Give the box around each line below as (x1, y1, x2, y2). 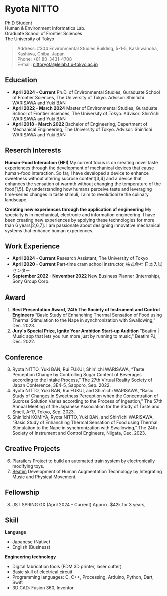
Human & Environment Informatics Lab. (5, 25, 86, 31)
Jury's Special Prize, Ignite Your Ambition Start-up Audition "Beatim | (12, 328, 159, 334)
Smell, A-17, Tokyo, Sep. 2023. (12, 409, 75, 415)
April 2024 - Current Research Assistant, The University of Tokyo (12, 255, 148, 261)
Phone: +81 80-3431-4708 (17, 56, 72, 62)
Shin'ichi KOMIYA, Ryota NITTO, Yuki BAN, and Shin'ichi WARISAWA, (12, 414, 154, 420)
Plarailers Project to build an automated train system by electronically (12, 458, 155, 464)
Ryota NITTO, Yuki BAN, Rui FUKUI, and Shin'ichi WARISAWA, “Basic (12, 388, 154, 393)
